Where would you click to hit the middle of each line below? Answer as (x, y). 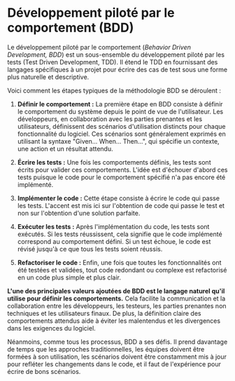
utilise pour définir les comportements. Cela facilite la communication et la (116, 298)
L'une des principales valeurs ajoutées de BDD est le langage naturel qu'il (116, 291)
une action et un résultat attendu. (65, 148)
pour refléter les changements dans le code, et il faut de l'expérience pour (114, 364)
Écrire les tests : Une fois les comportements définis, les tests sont (114, 162)
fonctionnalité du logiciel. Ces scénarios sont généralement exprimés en (121, 134)
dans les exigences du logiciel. (51, 328)
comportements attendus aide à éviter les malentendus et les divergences (114, 321)
